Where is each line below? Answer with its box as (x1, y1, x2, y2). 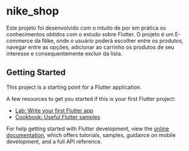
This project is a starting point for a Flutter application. (6, 83, 142, 91)
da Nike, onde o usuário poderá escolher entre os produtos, (34, 37, 184, 44)
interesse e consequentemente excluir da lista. (6, 50, 123, 57)
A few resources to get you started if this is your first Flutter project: (6, 95, 176, 102)
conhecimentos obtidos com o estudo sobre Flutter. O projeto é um (6, 30, 174, 37)
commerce (6, 37, 33, 44)
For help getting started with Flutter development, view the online (6, 125, 170, 132)
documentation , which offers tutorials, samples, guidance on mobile (6, 131, 176, 138)
